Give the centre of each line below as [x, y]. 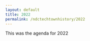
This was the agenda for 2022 [37, 33]
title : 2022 [18, 14]
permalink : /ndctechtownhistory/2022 [45, 19]
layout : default [22, 10]
